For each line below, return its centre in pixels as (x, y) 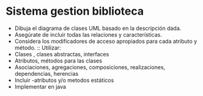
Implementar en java (40, 86)
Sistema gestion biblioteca (75, 11)
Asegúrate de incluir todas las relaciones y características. (88, 34)
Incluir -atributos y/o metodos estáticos (64, 80)
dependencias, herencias (46, 73)
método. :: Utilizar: (38, 48)
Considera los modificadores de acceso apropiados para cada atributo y (106, 41)
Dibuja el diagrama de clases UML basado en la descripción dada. (98, 28)
